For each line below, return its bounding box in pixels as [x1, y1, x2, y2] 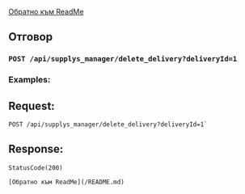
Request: [8, 99, 55, 112]
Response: [8, 142, 64, 156]
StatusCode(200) [8, 163, 63, 172]
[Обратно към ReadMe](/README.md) [8, 178, 125, 186]
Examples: [8, 74, 51, 86]
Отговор [8, 30, 53, 44]
